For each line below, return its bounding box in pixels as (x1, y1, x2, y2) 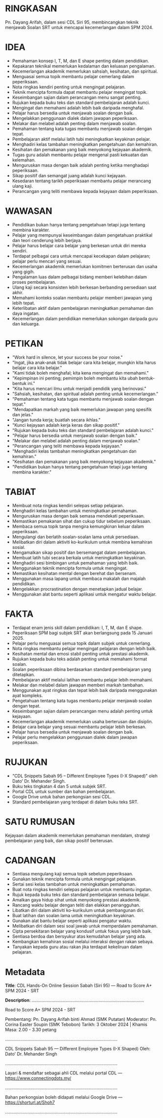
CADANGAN (5, 855, 56, 866)
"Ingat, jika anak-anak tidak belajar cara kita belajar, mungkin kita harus (12, 359, 156, 365)
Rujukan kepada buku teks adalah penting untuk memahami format (12, 656, 147, 662)
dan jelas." (12, 411, 34, 417)
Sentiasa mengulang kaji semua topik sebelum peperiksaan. (12, 871, 133, 877)
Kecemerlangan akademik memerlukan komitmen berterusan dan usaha (12, 263, 158, 269)
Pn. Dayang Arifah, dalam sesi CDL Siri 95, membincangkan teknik (5, 19, 139, 25)
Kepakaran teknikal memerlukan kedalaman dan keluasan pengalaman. (12, 63, 156, 69)
